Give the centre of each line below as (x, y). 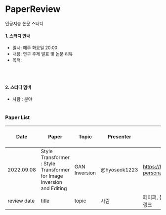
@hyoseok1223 (119, 169)
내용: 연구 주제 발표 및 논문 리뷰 (42, 54)
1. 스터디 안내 (18, 36)
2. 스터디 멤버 (18, 87)
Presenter (119, 136)
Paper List (18, 117)
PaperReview (33, 9)
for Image (52, 176)
